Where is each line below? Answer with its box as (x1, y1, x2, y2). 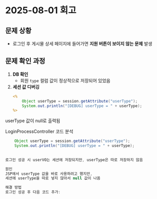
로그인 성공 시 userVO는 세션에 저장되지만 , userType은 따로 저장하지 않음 (5, 157, 143, 162)
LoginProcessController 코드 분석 (5, 128, 73, 134)
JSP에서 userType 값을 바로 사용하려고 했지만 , (5, 171, 93, 176)
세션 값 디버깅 (12, 84, 40, 90)
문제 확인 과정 (5, 57, 46, 66)
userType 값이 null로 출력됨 (5, 118, 61, 124)
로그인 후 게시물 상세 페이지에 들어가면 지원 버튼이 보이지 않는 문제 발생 (12, 41, 152, 46)
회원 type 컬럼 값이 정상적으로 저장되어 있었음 (20, 77, 110, 83)
